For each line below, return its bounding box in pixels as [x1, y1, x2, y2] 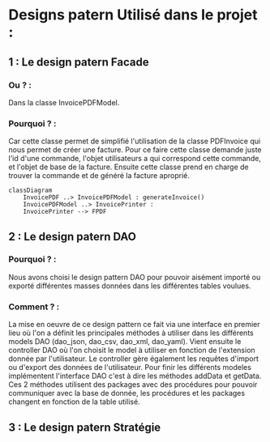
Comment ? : [8, 301, 60, 312]
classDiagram [8, 186, 53, 195]
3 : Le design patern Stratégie [8, 420, 161, 434]
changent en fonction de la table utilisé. [8, 397, 140, 406]
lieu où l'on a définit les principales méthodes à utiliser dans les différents [8, 328, 254, 338]
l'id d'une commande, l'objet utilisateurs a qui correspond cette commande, [8, 154, 262, 164]
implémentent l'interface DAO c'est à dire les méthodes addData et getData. [8, 371, 262, 381]
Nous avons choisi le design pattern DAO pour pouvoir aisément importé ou [8, 272, 261, 282]
